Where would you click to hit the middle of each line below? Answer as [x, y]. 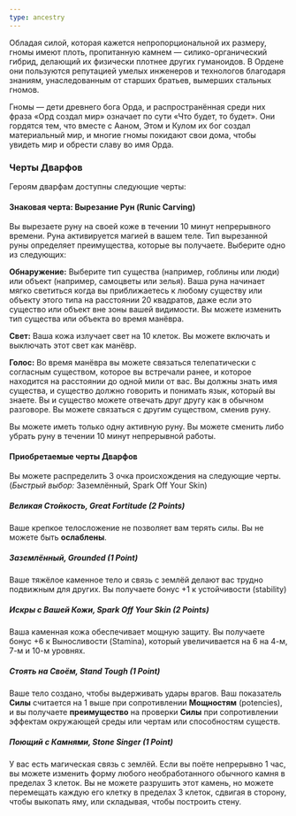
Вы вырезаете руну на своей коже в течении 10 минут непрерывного [140, 227]
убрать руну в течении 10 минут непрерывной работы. [113, 436]
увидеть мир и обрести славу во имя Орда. [91, 144]
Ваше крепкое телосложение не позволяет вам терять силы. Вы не [137, 528]
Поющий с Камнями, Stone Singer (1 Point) [91, 742]
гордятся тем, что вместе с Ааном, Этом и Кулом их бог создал [130, 126]
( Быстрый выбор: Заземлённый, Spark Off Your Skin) [108, 485]
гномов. [24, 89]
